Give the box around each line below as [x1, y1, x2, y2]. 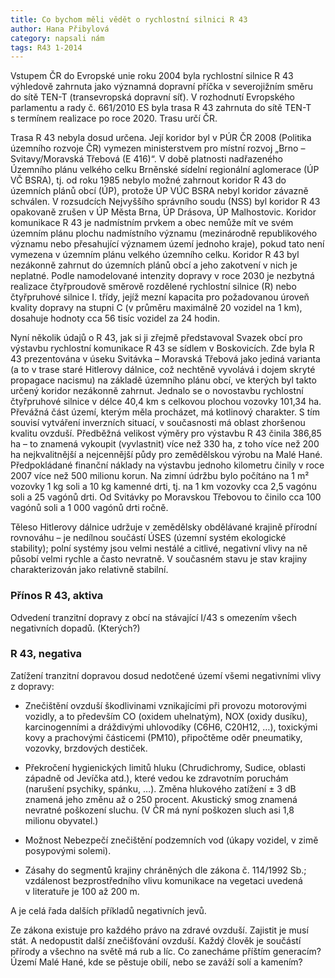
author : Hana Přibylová [10, 24, 110, 34]
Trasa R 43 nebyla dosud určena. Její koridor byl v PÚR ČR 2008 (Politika [10, 132, 312, 144]
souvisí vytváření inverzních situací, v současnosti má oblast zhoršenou [10, 417, 306, 429]
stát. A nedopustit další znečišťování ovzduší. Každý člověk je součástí [10, 934, 302, 946]
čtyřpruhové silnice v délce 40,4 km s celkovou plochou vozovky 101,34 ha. [10, 396, 322, 408]
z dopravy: [10, 680, 55, 692]
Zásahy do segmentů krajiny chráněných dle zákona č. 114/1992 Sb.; [24, 864, 307, 876]
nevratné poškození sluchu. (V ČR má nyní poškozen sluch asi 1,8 [24, 804, 295, 816]
